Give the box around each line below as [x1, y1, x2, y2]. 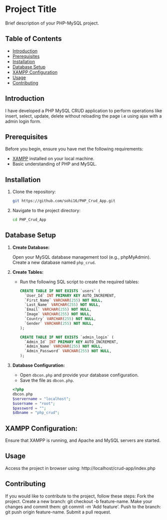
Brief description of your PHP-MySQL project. [5, 20, 99, 26]
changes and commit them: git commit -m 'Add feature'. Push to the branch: [5, 503, 161, 509]
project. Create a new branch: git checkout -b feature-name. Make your [5, 498, 153, 504]
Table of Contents [5, 35, 62, 43]
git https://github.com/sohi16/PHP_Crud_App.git [12, 199, 116, 204]
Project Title [5, 4, 57, 15]
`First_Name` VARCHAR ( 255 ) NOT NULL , [24, 298, 103, 303]
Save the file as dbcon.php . [19, 377, 74, 383]
